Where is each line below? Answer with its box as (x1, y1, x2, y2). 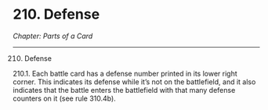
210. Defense (13, 5, 100, 23)
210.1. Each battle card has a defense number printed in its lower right (13, 69, 237, 78)
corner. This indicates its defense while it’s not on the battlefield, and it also (13, 76, 256, 87)
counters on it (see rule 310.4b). (13, 94, 116, 103)
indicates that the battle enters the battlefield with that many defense (13, 85, 236, 94)
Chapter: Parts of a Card (13, 31, 93, 41)
